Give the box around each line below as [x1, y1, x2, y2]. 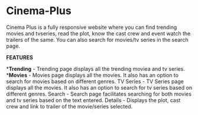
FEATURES [6, 54, 34, 61]
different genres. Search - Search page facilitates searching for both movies [6, 90, 192, 97]
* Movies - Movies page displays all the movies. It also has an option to [6, 71, 179, 78]
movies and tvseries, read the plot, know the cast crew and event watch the [6, 29, 191, 37]
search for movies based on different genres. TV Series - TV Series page [6, 78, 184, 85]
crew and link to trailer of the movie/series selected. [6, 103, 133, 110]
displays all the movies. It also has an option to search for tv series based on [6, 84, 193, 91]
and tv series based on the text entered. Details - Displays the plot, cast [6, 96, 181, 104]
